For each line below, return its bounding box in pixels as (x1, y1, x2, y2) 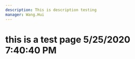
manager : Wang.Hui (5, 12, 44, 17)
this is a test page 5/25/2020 (5, 34, 131, 45)
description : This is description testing (5, 7, 97, 13)
